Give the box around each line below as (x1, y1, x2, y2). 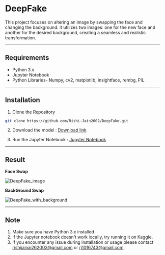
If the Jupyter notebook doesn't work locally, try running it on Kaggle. (12, 234, 153, 240)
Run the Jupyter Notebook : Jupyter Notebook (12, 137, 107, 143)
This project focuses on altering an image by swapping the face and (5, 19, 143, 25)
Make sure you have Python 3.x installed (12, 229, 94, 235)
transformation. (5, 35, 36, 41)
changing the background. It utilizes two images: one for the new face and (5, 24, 156, 30)
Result (5, 155, 26, 164)
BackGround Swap (5, 187, 44, 194)
